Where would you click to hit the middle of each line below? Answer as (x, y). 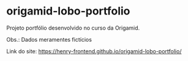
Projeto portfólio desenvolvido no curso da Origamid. (73, 28)
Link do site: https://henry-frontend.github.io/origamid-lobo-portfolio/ (94, 51)
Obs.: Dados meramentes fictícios (49, 39)
